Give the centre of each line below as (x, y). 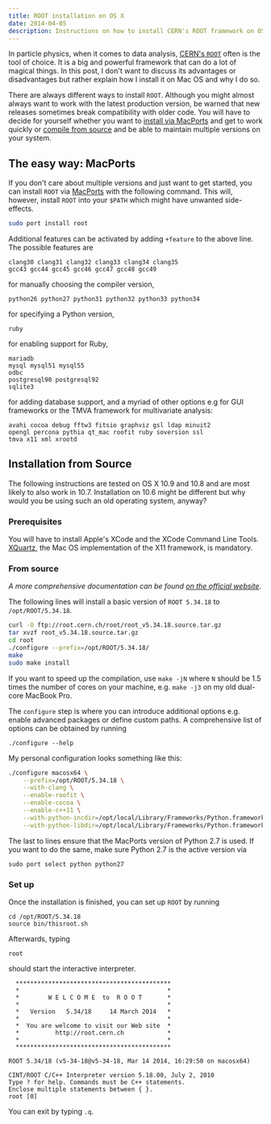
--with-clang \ (48, 788)
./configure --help (41, 743)
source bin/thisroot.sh (48, 924)
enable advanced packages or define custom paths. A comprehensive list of (135, 719)
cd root (21, 640)
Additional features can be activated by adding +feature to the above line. (131, 239)
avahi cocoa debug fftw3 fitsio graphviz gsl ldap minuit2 (110, 426)
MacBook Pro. (49, 695)
